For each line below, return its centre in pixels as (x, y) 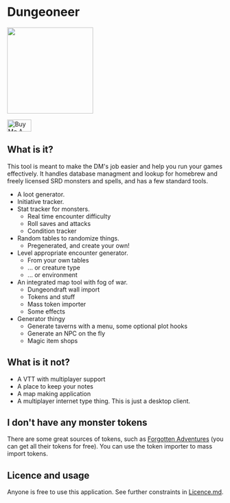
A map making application (54, 393)
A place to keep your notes (55, 386)
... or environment (52, 275)
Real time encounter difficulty (69, 216)
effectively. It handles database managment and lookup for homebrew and (112, 174)
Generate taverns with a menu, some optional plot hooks (107, 326)
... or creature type (54, 267)
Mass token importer (57, 304)
